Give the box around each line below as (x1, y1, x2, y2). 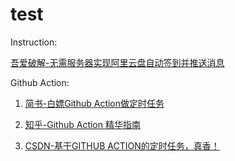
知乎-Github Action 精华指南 (24, 118, 141, 130)
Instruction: (10, 36, 58, 48)
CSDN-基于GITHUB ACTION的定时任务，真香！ (24, 139, 220, 152)
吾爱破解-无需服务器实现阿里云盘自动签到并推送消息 (10, 56, 225, 68)
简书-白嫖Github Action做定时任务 (24, 97, 165, 109)
